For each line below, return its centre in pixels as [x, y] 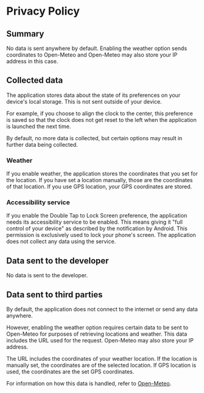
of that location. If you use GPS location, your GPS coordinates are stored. [99, 186]
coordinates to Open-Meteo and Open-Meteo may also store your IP [92, 55]
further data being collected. [42, 144]
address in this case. [32, 61]
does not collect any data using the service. [61, 241]
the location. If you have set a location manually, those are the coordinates [100, 180]
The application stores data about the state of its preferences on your [93, 95]
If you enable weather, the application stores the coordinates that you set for [102, 174]
